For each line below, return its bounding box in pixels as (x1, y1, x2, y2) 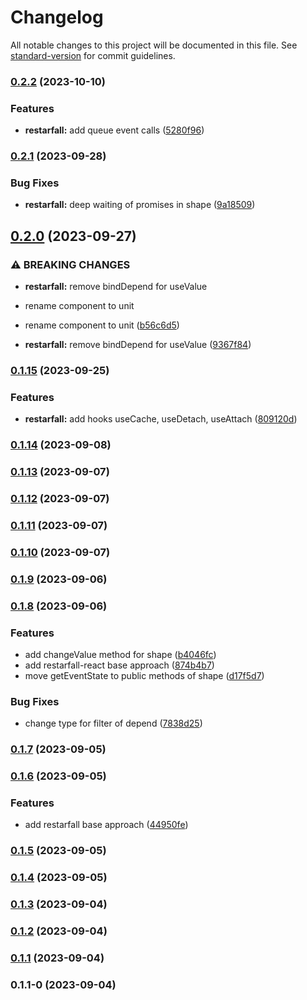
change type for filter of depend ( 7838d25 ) (24, 717, 203, 730)
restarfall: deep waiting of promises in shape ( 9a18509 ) (24, 199, 256, 211)
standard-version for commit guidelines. (10, 49, 176, 61)
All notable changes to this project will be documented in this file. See (10, 39, 298, 51)
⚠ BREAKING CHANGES (10, 257, 131, 271)
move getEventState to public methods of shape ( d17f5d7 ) (24, 670, 265, 682)
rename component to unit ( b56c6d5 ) (24, 319, 180, 331)
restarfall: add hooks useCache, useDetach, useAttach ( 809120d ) (24, 413, 298, 425)
